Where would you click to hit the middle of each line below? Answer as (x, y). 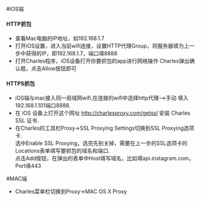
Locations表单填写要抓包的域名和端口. (62, 151)
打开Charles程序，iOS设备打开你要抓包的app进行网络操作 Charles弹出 (102, 61)
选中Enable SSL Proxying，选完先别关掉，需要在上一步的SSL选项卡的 (101, 143)
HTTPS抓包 (21, 83)
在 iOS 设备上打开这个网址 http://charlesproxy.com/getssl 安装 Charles (103, 113)
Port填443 (28, 166)
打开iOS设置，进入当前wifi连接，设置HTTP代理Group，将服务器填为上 (102, 46)
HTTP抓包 (19, 24)
